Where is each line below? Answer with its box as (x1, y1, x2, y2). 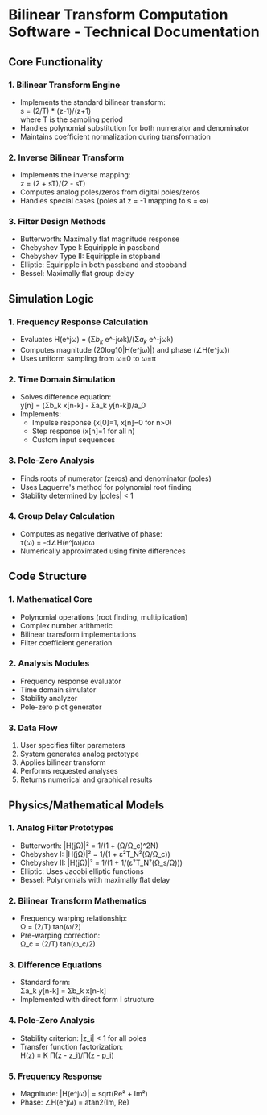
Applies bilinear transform (19, 758, 106, 767)
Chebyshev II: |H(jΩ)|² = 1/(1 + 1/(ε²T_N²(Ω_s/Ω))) (19, 858, 183, 867)
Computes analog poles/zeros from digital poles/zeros (19, 187, 201, 197)
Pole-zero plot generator (19, 702, 102, 712)
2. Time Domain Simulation (8, 374, 116, 385)
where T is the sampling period (19, 115, 123, 124)
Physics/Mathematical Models (8, 798, 165, 812)
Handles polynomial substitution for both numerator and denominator (19, 123, 249, 132)
